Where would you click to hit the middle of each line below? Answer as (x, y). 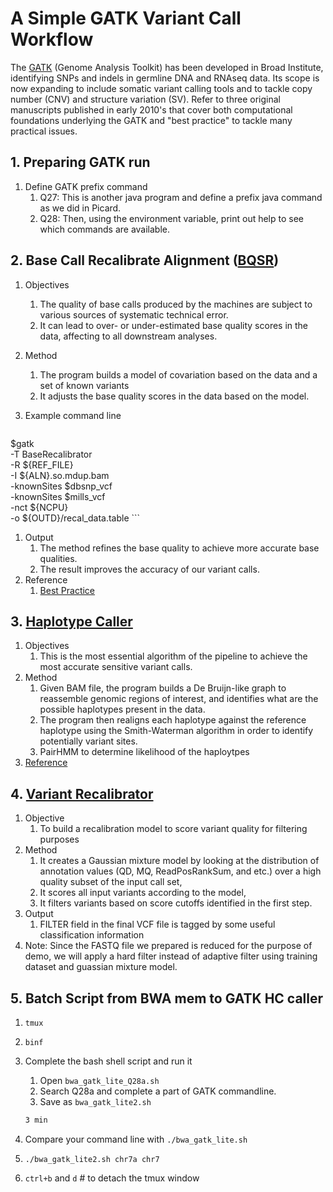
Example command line (73, 415)
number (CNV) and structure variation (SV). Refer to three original (145, 99)
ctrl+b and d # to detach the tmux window (112, 1178)
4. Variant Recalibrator (82, 793)
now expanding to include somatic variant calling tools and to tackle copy (161, 88)
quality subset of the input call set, (111, 882)
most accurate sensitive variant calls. (116, 667)
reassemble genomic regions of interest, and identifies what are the (179, 699)
